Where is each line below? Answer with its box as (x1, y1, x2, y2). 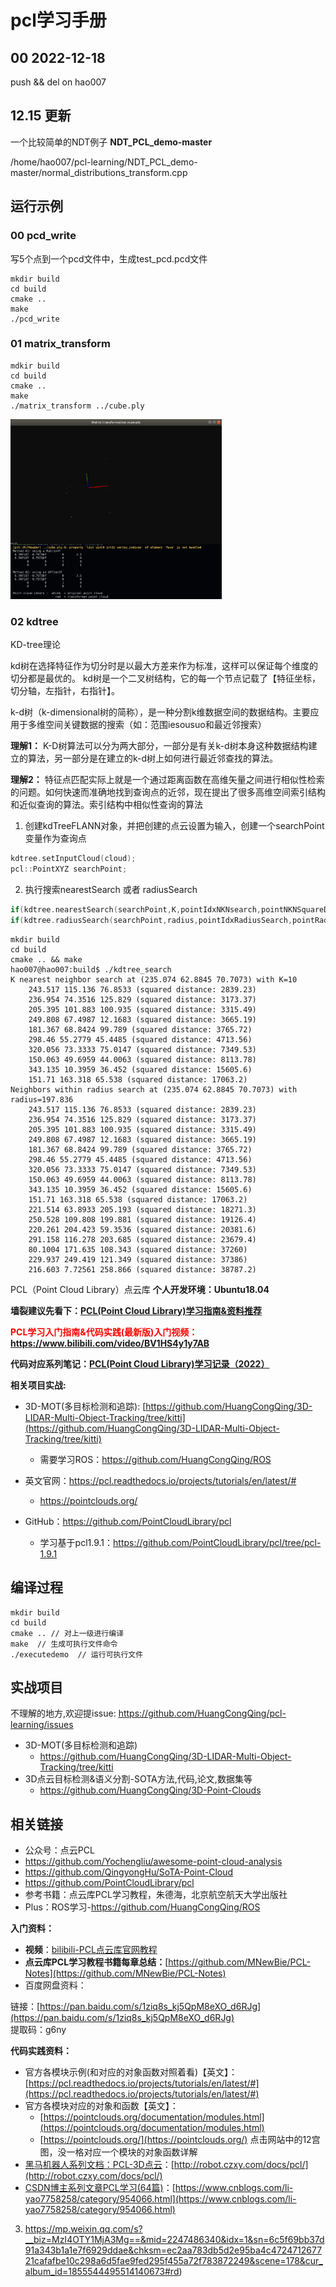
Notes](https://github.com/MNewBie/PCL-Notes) (24, 1967, 227, 1980)
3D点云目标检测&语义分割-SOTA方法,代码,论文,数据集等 (24, 1773, 253, 1785)
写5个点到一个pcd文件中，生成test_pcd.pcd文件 (10, 252, 208, 265)
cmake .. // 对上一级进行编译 (10, 1628, 125, 1638)
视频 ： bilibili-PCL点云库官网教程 (24, 1944, 158, 1956)
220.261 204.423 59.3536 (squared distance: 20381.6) (28, 1224, 257, 1235)
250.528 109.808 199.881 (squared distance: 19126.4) (28, 1214, 257, 1225)
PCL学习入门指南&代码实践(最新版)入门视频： (10, 1326, 198, 1338)
